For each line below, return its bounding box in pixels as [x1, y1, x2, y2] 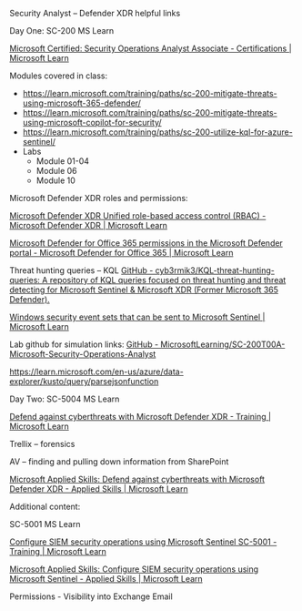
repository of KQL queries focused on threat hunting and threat [49, 275, 287, 285]
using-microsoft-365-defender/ [22, 97, 141, 108]
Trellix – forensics [9, 439, 75, 449]
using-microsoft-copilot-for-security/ [22, 117, 162, 127]
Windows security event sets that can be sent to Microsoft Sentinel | [9, 311, 266, 322]
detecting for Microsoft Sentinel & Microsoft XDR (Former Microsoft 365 [9, 284, 279, 295]
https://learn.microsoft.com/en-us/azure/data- [9, 366, 184, 377]
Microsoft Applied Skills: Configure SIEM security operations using [9, 564, 259, 575]
